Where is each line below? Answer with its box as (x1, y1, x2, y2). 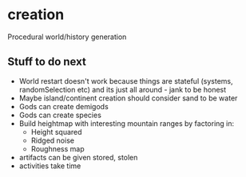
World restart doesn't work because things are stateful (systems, (18, 76, 233, 85)
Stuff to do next (7, 55, 87, 69)
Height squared (30, 127, 82, 136)
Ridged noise (30, 136, 75, 145)
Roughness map (30, 144, 85, 153)
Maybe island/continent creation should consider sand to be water (18, 93, 238, 103)
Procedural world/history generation (7, 32, 127, 41)
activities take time (18, 161, 81, 171)
